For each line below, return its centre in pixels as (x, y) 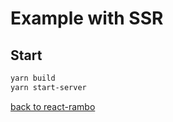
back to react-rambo (53, 106)
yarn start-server (48, 87)
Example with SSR (87, 18)
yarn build (33, 78)
